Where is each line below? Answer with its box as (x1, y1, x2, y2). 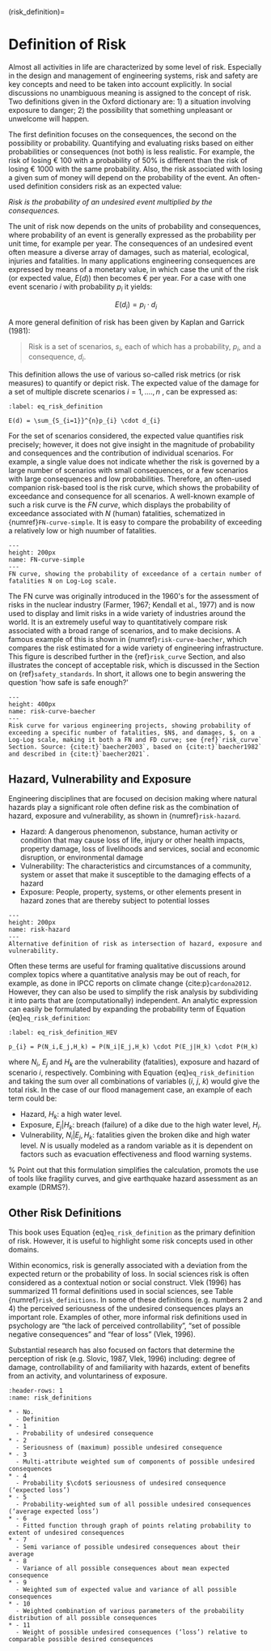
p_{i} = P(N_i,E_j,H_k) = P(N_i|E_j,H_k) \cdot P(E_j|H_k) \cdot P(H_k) (8, 1042, 259, 1050)
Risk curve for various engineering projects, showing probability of (8, 722, 252, 730)
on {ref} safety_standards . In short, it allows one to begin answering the (8, 669, 246, 679)
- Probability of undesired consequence (15, 1429, 154, 1438)
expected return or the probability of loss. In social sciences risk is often (8, 1269, 249, 1278)
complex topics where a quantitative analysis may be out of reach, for (8, 969, 241, 979)
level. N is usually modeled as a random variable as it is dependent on (19, 1140, 253, 1151)
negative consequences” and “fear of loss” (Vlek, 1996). (8, 1329, 196, 1338)
